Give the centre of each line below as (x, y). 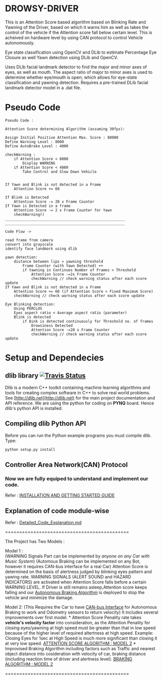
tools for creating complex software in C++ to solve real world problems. (78, 393)
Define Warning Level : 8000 (35, 142)
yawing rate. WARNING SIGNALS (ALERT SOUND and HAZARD (68, 577)
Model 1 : (14, 551)
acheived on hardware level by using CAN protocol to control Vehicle (74, 38)
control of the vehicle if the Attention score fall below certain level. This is (79, 32)
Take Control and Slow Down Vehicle (60, 171)
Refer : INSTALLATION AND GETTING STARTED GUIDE (60, 495)
